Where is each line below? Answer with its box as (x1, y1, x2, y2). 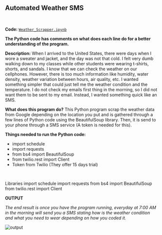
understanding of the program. (5, 41, 69, 47)
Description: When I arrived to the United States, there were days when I (5, 50, 152, 56)
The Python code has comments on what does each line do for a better (5, 36, 151, 41)
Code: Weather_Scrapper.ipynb (5, 26, 67, 32)
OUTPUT (5, 195, 23, 201)
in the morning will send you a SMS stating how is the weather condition (5, 210, 150, 215)
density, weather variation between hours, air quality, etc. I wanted (5, 76, 139, 82)
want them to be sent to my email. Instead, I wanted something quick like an (5, 92, 157, 98)
